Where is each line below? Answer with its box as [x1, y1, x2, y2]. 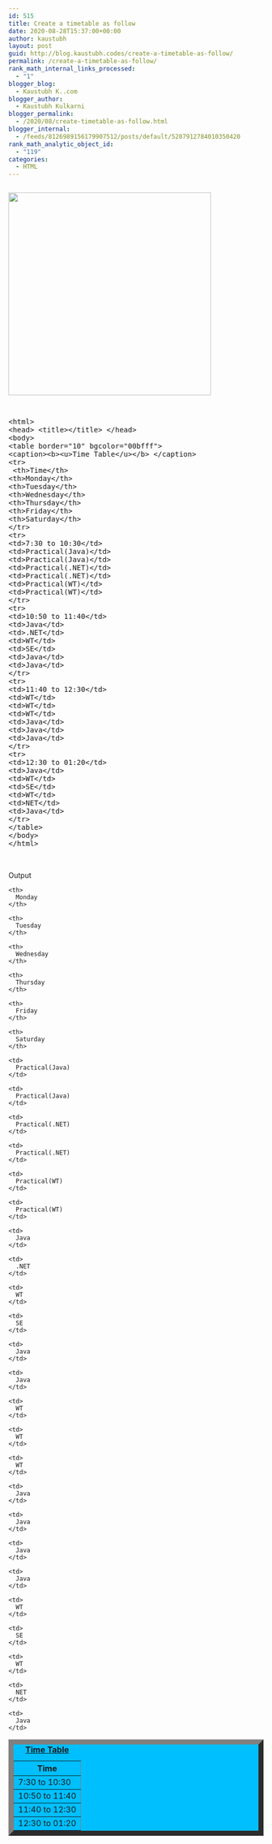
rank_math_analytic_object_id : [8, 140, 114, 148]
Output [8, 870, 32, 880]
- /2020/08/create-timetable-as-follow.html [15, 118, 168, 126]
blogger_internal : [8, 125, 70, 133]
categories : [8, 155, 49, 163]
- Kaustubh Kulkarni [15, 102, 85, 110]
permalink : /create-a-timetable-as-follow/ [8, 58, 158, 66]
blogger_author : [8, 95, 63, 103]
